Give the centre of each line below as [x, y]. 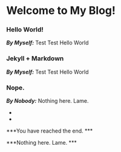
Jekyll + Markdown [35, 58]
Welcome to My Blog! [61, 11]
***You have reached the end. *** [50, 131]
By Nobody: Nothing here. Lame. [47, 101]
